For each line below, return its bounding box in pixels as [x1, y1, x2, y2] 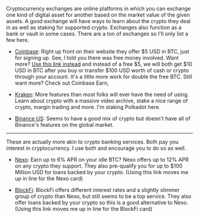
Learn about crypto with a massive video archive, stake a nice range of [14, 97, 188, 104]
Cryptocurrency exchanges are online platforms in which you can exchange [6, 5, 191, 12]
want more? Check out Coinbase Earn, [14, 79, 109, 86]
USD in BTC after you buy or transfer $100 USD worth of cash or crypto [14, 67, 190, 73]
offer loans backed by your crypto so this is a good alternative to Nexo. [14, 199, 188, 206]
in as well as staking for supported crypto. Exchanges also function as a [6, 24, 182, 31]
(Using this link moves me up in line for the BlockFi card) [14, 206, 153, 212]
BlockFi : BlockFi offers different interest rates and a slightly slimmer [14, 187, 180, 193]
